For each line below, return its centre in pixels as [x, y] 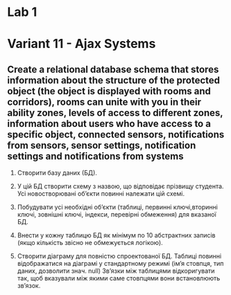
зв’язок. [29, 286]
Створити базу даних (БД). [57, 173]
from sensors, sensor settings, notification [102, 145]
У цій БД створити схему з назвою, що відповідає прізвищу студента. [120, 186]
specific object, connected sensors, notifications [116, 134]
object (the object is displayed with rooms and [109, 91]
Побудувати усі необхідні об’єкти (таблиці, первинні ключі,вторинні [118, 207]
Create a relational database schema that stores [113, 69]
